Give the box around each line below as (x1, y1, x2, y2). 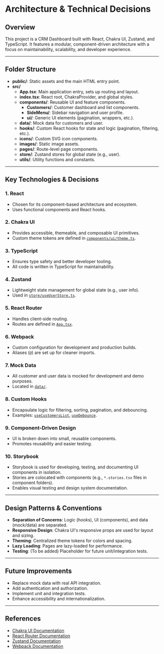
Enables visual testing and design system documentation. (12, 485, 128, 491)
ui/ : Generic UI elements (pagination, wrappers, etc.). (26, 114, 134, 121)
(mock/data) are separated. (12, 522, 67, 528)
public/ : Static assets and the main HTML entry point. (12, 78, 121, 84)
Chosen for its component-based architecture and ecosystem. (12, 201, 138, 207)
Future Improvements (5, 567, 72, 575)
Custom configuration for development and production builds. (12, 344, 137, 350)
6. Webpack (5, 333, 34, 340)
